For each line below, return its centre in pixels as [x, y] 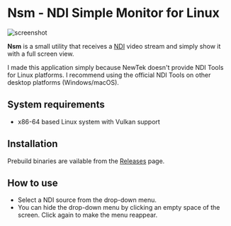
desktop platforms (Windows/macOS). [63, 82]
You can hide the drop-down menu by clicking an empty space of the [119, 208]
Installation [33, 144]
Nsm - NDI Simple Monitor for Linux [113, 13]
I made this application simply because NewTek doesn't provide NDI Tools [115, 67]
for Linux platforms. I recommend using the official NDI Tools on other [109, 75]
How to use [33, 183]
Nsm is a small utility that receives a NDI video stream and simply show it [114, 46]
